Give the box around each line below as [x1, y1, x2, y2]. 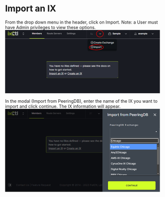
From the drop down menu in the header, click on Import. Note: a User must [5, 19, 158, 25]
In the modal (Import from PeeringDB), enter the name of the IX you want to [5, 98, 158, 104]
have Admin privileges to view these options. [5, 24, 96, 30]
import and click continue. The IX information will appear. [5, 103, 121, 109]
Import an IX [5, 3, 56, 14]
